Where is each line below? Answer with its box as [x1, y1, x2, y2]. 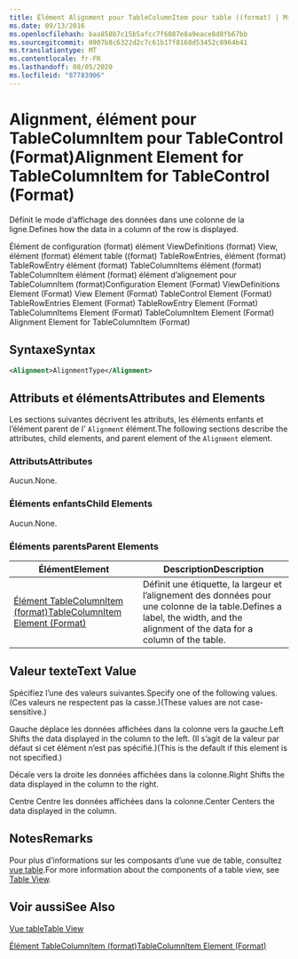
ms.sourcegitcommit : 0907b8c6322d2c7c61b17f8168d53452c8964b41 [9, 37, 248, 47]
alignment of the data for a [142, 623, 254, 635]
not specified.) [9, 752, 63, 762]
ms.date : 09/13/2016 [9, 21, 86, 30]
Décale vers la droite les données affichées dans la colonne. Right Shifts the [9, 769, 286, 779]
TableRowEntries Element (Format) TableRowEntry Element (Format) [9, 297, 259, 308]
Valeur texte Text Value [9, 664, 137, 679]
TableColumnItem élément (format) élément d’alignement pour [9, 269, 237, 280]
